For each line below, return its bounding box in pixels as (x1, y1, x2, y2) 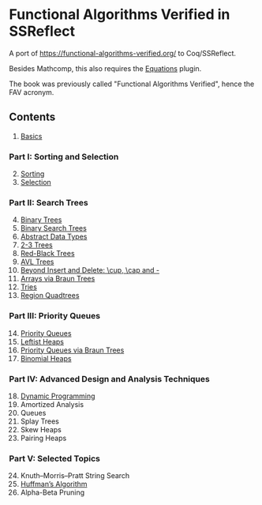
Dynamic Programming (20, 391, 95, 401)
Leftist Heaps (20, 337, 64, 346)
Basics (20, 131, 43, 141)
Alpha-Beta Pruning (20, 488, 85, 497)
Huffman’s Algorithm (20, 480, 88, 489)
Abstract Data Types (20, 232, 88, 242)
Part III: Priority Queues (9, 311, 101, 322)
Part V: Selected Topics (9, 453, 101, 464)
